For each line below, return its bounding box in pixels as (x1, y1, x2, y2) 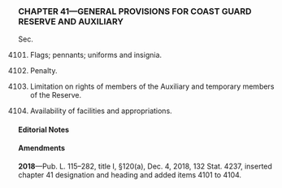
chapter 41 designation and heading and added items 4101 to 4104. (18, 170, 242, 180)
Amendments (18, 143, 65, 153)
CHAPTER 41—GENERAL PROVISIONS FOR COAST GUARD (18, 6, 252, 17)
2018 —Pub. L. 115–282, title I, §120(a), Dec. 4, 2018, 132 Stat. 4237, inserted (18, 161, 272, 172)
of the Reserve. (29, 90, 82, 100)
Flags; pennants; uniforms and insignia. (29, 50, 163, 60)
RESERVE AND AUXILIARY (18, 15, 124, 27)
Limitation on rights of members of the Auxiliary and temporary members (29, 81, 275, 91)
